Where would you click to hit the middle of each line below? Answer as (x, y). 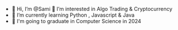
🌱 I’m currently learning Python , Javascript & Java (73, 15)
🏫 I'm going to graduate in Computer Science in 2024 (76, 21)
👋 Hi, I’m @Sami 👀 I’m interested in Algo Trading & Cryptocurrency (92, 9)
